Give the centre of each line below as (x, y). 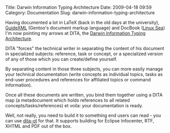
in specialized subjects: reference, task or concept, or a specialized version (84, 54)
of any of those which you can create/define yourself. (61, 59)
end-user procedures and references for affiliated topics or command (78, 80)
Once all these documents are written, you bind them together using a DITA (84, 95)
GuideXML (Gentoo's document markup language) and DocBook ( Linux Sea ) (85, 28)
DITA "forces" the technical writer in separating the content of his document (85, 48)
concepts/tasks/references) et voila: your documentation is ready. (74, 105)
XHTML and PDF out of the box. (39, 126)
